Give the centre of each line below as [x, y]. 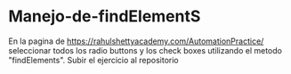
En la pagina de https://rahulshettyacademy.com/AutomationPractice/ [136, 41]
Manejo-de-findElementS [105, 16]
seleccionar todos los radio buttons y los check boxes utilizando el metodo [145, 50]
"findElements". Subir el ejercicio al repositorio [93, 60]
